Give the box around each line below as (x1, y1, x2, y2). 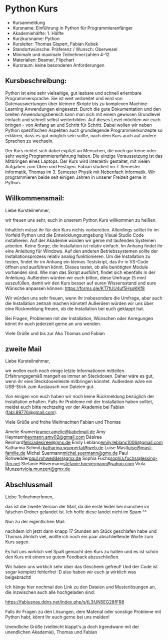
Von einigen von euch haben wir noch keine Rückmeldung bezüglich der (5, 394, 154, 400)
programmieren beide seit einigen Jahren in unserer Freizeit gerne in (5, 174, 146, 180)
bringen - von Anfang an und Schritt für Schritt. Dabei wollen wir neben (5, 122, 152, 128)
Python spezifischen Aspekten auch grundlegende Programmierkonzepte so (5, 127, 163, 133)
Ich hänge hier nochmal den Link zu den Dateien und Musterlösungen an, (5, 584, 156, 590)
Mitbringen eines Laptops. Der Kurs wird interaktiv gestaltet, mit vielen (5, 158, 150, 164)
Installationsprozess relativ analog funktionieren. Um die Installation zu (5, 253, 151, 259)
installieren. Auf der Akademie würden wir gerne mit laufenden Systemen (5, 237, 156, 243)
